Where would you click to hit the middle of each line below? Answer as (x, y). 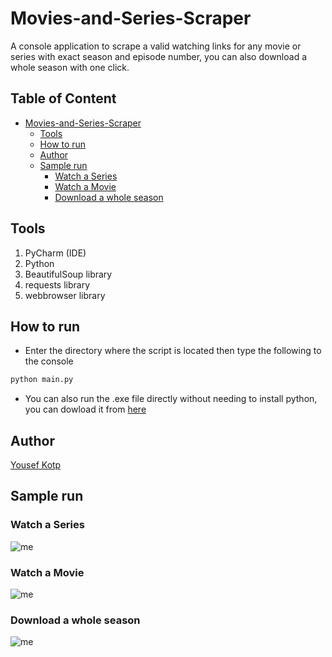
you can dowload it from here (85, 409)
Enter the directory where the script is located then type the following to (173, 351)
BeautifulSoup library (68, 274)
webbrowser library (65, 295)
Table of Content (63, 98)
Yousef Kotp (36, 465)
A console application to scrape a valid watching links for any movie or (156, 46)
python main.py (42, 380)
